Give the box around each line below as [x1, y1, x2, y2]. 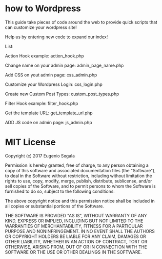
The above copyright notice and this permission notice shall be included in [5, 198, 155, 204]
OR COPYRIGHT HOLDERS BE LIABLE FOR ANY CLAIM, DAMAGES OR [5, 233, 146, 239]
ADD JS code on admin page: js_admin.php [5, 119, 92, 125]
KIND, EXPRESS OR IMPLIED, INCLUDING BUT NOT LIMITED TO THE [5, 218, 143, 224]
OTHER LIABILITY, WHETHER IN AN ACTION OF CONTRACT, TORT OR [5, 238, 147, 244]
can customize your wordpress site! [5, 24, 77, 30]
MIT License [5, 137, 56, 148]
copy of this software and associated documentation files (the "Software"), [5, 167, 156, 173]
